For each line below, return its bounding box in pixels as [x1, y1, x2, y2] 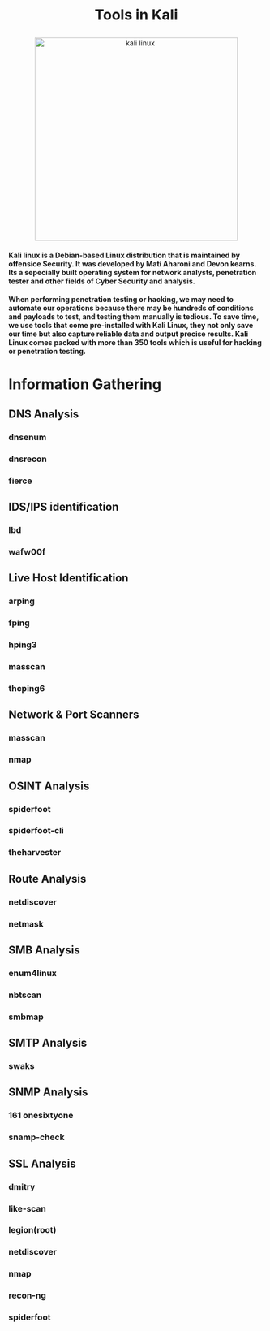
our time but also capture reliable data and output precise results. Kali [8, 329, 249, 339]
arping [8, 595, 35, 607]
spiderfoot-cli [8, 825, 65, 836]
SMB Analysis [8, 943, 80, 957]
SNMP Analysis [8, 1086, 88, 1100]
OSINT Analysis [8, 779, 90, 793]
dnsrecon [8, 453, 47, 465]
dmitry [8, 1181, 36, 1192]
